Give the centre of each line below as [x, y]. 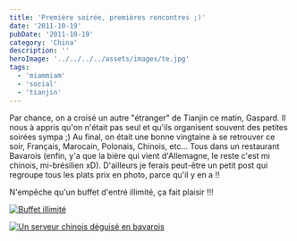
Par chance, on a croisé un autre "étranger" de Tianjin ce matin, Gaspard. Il [148, 118]
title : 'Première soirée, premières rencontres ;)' [107, 17]
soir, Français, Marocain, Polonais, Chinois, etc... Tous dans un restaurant [144, 146]
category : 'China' [43, 42]
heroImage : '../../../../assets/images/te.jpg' [100, 59]
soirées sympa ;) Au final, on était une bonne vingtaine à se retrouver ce [142, 137]
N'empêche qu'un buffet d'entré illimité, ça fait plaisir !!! [112, 192]
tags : [19, 68]
